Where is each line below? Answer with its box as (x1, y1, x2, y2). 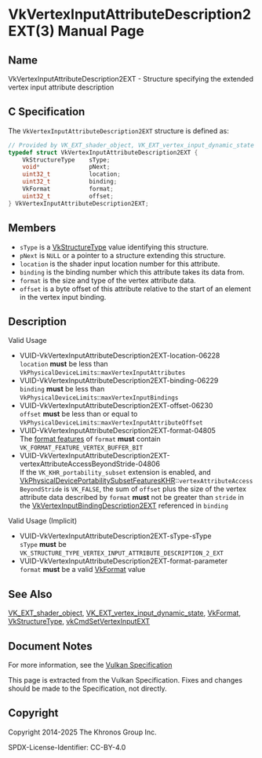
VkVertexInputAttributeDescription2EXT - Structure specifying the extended (8, 75, 253, 83)
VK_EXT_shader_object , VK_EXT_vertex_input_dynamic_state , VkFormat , (8, 608, 242, 618)
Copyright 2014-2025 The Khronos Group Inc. (8, 727, 157, 737)
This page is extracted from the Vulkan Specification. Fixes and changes (8, 675, 243, 684)
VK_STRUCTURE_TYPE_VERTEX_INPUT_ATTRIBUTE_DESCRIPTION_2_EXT (19, 549, 224, 558)
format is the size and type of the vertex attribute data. (19, 275, 196, 285)
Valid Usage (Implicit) (8, 516, 78, 526)
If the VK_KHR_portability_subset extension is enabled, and (19, 468, 211, 477)
